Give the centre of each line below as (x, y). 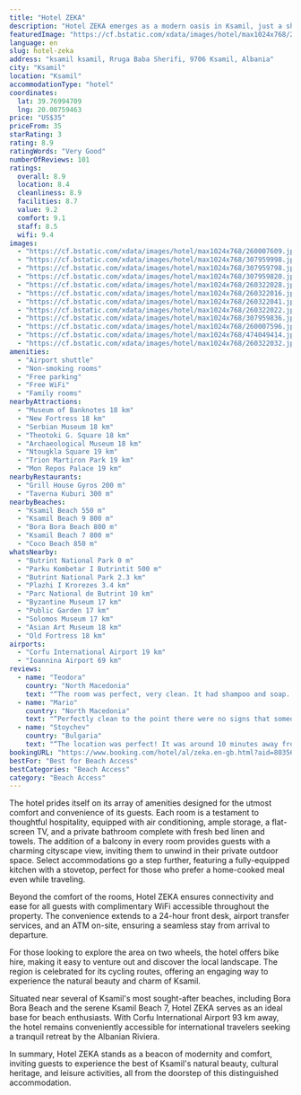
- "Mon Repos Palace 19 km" (70, 469)
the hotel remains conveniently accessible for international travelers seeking (150, 1027)
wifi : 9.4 (35, 234)
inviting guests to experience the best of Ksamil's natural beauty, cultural (144, 1064)
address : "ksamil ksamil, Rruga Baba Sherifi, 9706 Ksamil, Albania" (142, 59)
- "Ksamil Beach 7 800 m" (66, 535)
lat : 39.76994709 (50, 101)
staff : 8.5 (38, 226)
